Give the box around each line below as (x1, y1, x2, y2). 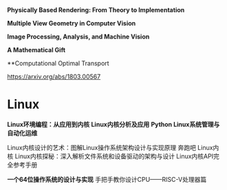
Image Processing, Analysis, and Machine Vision (7, 32, 150, 41)
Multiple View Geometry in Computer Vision (7, 19, 136, 27)
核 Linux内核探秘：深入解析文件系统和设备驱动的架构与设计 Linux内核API (7, 151, 214, 160)
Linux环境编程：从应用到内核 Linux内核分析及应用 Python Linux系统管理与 (7, 120, 220, 128)
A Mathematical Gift (7, 46, 66, 54)
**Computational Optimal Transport (7, 59, 109, 67)
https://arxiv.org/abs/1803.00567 (7, 72, 101, 81)
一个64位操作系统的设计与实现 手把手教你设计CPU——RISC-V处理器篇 (7, 175, 207, 183)
